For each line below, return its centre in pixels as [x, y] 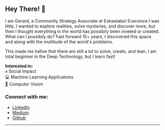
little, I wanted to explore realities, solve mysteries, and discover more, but [80, 26]
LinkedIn [21, 107]
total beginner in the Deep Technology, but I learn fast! [60, 56]
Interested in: [19, 66]
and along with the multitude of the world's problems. [59, 42]
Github [19, 118]
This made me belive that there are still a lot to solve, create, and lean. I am [81, 51]
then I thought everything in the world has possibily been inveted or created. [82, 31]
